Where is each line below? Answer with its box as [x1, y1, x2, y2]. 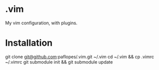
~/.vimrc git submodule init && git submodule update [5, 59, 113, 65]
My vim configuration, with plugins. [5, 20, 78, 26]
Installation [5, 37, 53, 49]
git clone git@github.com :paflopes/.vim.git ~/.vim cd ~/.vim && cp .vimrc [5, 54, 155, 60]
